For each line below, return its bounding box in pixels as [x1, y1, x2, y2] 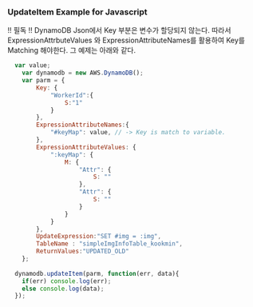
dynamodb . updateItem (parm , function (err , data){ [14, 269, 180, 277]
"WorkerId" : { [49, 91, 93, 99]
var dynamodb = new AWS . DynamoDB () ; [22, 69, 144, 78]
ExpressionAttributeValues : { [36, 143, 136, 151]
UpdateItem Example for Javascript [7, 6, 148, 18]
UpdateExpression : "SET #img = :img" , [36, 233, 161, 241]
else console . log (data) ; [22, 285, 105, 293]
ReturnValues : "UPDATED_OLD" [36, 247, 129, 256]
